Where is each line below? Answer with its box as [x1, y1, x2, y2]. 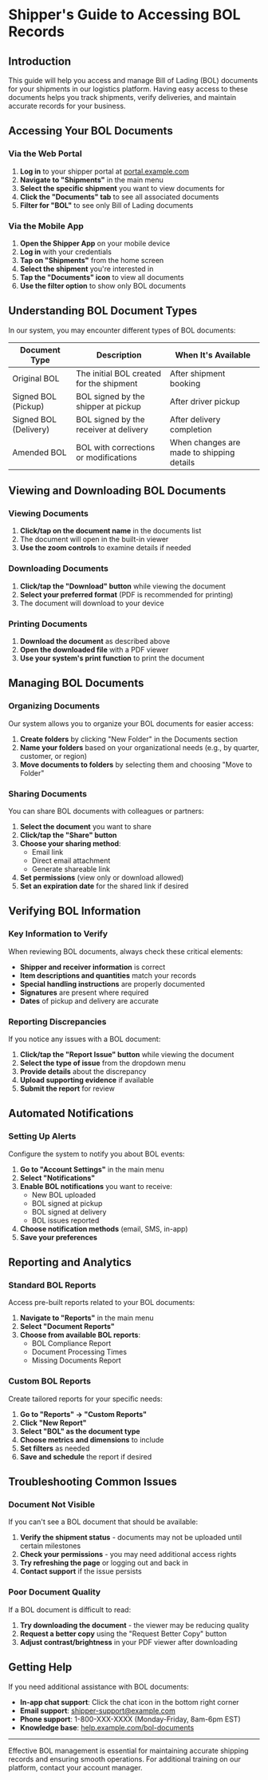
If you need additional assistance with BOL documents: [8, 1682, 189, 1691]
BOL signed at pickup [31, 1198, 103, 1208]
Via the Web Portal [8, 148, 82, 159]
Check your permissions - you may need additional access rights [19, 1550, 237, 1559]
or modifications [75, 452, 137, 463]
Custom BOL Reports [8, 1375, 92, 1387]
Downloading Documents [8, 563, 109, 574]
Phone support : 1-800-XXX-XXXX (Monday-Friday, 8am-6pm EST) [19, 1714, 241, 1724]
